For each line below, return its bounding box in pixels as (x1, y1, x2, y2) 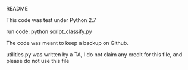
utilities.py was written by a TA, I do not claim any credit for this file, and (6, 51, 183, 58)
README (6, 5, 29, 12)
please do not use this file (6, 58, 70, 64)
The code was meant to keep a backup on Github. (6, 40, 129, 46)
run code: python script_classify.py (6, 28, 92, 35)
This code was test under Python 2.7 (6, 17, 96, 23)
